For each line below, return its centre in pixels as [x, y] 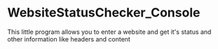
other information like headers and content [69, 39]
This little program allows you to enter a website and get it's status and [109, 32]
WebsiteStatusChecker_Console [104, 13]
